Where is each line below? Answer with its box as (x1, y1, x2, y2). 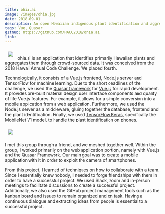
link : (5, 35, 16, 40)
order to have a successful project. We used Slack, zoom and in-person (5, 177, 150, 183)
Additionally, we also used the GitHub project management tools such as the (5, 187, 160, 193)
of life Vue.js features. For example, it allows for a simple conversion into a (5, 95, 156, 101)
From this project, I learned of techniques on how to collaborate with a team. (5, 167, 160, 173)
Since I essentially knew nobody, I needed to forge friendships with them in (5, 172, 157, 178)
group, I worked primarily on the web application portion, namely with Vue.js (5, 147, 160, 153)
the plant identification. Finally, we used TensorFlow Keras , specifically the (5, 111, 156, 117)
